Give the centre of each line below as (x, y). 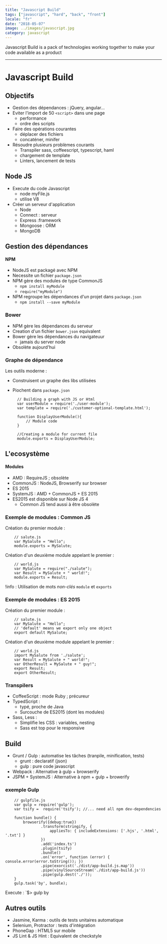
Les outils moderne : (26, 371)
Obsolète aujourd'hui (34, 347)
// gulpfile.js (30, 800)
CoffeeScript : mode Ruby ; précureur (51, 696)
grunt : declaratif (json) (43, 761)
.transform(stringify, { (66, 826)
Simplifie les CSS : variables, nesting (57, 723)
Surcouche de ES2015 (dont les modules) (62, 712)
